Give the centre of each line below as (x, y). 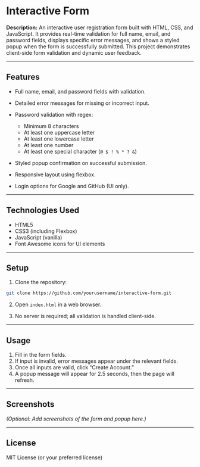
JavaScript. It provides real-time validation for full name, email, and (88, 33)
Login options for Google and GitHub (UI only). (72, 186)
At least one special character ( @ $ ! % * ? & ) (80, 151)
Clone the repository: (41, 282)
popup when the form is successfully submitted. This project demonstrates (98, 46)
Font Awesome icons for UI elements (60, 244)
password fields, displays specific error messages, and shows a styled (93, 40)
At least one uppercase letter (59, 132)
